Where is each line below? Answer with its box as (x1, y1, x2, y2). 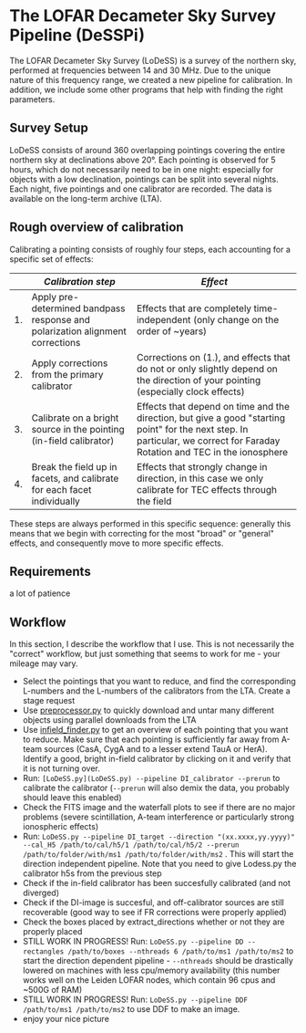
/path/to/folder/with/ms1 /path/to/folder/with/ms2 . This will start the (22, 849, 294, 860)
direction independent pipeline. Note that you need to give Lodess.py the (22, 859, 297, 870)
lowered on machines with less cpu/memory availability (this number (22, 965, 280, 976)
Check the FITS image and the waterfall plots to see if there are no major (22, 802, 296, 813)
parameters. (9, 93, 56, 105)
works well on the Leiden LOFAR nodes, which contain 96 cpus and (22, 975, 276, 986)
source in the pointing (31, 423, 125, 435)
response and (31, 313, 91, 326)
